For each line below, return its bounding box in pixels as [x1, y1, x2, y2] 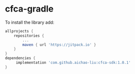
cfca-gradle [5, 3, 54, 15]
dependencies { [5, 56, 36, 61]
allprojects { [5, 29, 34, 33]
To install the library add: [5, 19, 55, 25]
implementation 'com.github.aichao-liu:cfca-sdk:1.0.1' [15, 60, 131, 65]
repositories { [14, 33, 45, 38]
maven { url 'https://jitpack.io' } [22, 42, 96, 47]
